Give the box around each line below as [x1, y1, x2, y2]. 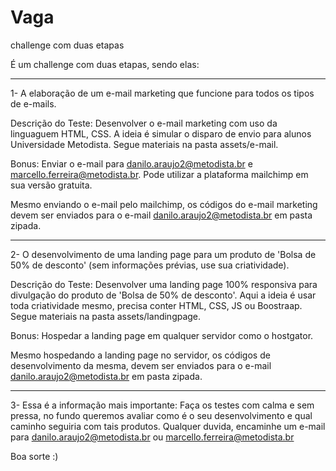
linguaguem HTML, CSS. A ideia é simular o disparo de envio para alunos [10, 127, 312, 140]
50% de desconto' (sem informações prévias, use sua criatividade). [10, 259, 290, 271]
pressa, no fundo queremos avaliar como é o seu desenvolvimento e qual [10, 409, 313, 421]
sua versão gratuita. [10, 179, 93, 191]
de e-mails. [10, 97, 57, 110]
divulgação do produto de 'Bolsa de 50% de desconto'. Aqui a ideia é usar [10, 289, 317, 301]
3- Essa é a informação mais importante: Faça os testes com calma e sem [10, 399, 315, 411]
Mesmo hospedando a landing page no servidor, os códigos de [10, 349, 271, 361]
